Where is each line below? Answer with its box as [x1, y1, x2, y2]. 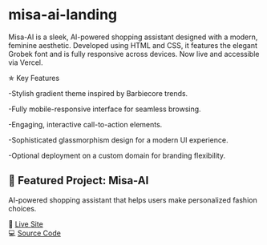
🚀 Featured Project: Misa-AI [8, 174, 149, 187]
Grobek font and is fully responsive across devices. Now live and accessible [8, 49, 260, 58]
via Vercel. [8, 58, 43, 67]
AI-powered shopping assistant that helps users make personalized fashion [8, 195, 258, 205]
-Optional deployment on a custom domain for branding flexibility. [8, 151, 226, 160]
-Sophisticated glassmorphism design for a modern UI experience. [8, 135, 229, 145]
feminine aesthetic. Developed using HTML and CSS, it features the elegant [8, 40, 258, 50]
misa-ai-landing [8, 6, 118, 24]
